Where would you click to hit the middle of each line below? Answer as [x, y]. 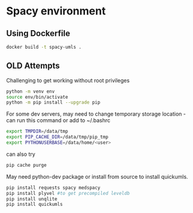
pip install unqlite [32, 199]
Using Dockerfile [38, 33]
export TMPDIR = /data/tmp [37, 131]
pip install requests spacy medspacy [53, 188]
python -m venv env [31, 91]
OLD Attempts [33, 66]
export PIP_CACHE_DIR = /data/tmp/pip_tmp [58, 137]
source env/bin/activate [37, 97]
